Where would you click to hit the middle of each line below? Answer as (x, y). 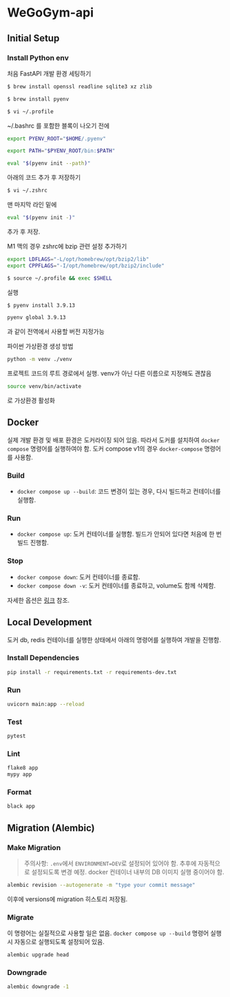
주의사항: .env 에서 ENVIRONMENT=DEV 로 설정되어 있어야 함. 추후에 (110, 863)
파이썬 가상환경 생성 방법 (40, 347)
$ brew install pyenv (38, 99)
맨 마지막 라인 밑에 (32, 204)
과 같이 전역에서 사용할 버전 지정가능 (56, 331)
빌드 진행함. (33, 543)
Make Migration (34, 847)
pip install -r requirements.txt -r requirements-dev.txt (92, 672)
